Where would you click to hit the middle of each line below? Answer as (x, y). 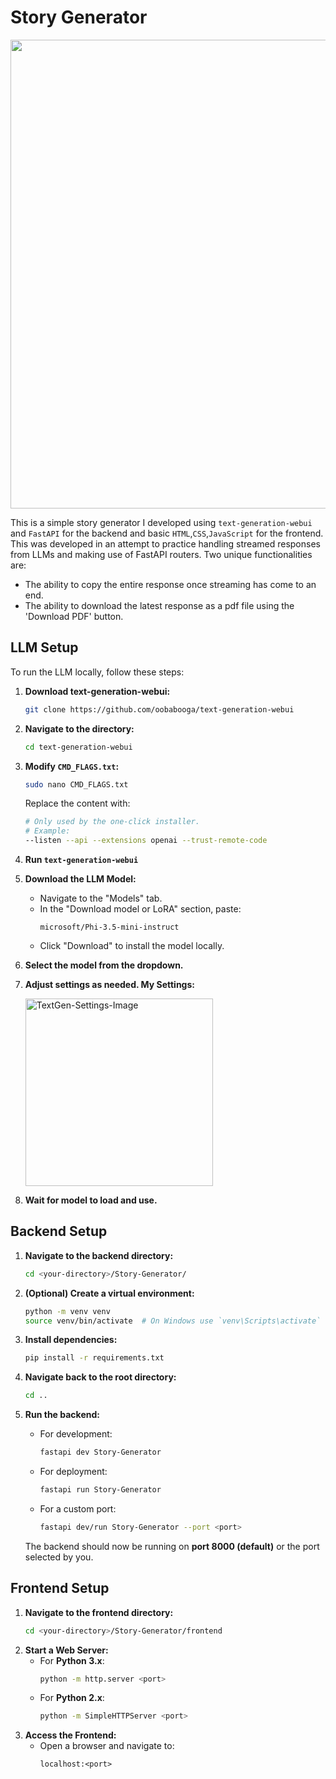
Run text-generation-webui (81, 859)
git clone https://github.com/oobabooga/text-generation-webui (159, 709)
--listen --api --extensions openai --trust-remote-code (146, 841)
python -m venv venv (67, 1311)
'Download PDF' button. (74, 616)
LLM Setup (44, 647)
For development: (76, 1434)
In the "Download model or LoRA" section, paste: (140, 909)
